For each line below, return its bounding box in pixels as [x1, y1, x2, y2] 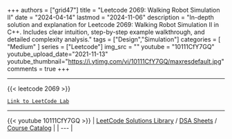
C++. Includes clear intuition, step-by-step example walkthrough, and [7, 28, 205, 36]
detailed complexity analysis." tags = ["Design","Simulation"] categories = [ [7, 35, 221, 44]
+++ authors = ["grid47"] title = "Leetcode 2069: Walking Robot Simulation [7, 6, 220, 14]
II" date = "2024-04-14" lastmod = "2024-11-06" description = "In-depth [7, 13, 214, 21]
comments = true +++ [7, 65, 70, 73]
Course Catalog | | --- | [7, 124, 73, 132]
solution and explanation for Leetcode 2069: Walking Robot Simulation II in [7, 21, 220, 28]
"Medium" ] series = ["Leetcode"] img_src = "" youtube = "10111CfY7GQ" [7, 43, 215, 50]
